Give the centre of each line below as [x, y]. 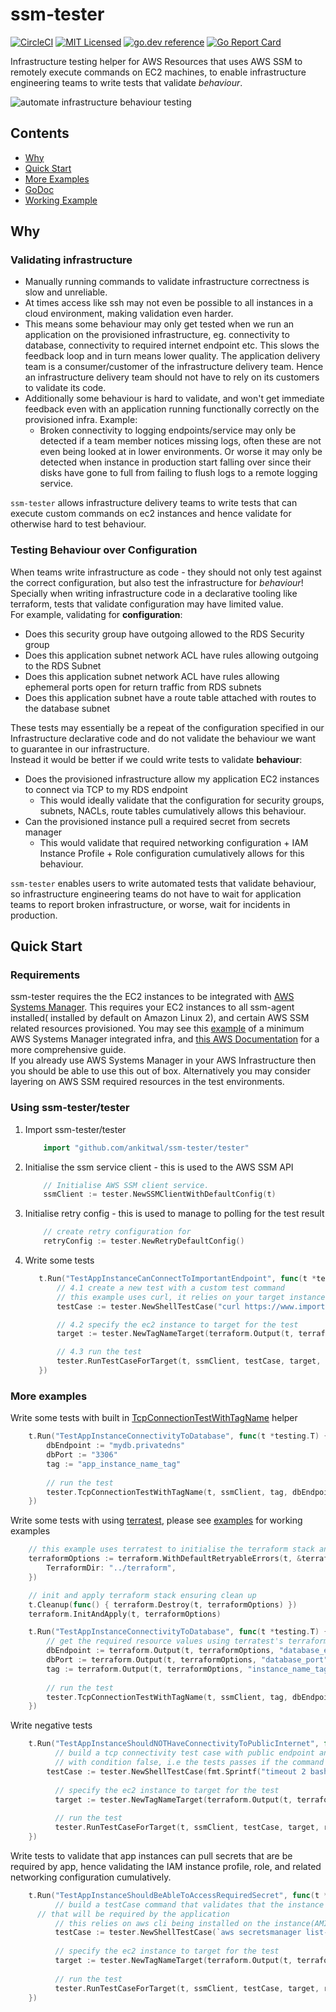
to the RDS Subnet [63, 665]
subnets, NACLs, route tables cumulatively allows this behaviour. [173, 810]
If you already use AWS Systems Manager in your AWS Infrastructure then [163, 1060]
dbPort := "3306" [82, 1455]
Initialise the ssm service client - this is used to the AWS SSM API [159, 1167]
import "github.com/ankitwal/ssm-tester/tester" [146, 1148]
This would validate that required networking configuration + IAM [174, 842]
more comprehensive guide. [68, 1050]
